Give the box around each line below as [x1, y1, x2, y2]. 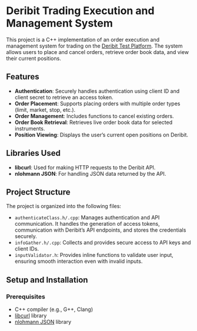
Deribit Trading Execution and [6, 4, 155, 18]
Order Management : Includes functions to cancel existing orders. [14, 112, 175, 119]
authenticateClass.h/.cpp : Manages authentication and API [14, 214, 160, 221]
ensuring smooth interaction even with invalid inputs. [14, 258, 143, 265]
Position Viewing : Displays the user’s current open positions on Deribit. [14, 131, 189, 138]
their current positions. [6, 55, 62, 62]
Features [6, 72, 39, 82]
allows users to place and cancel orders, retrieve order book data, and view [6, 48, 189, 55]
